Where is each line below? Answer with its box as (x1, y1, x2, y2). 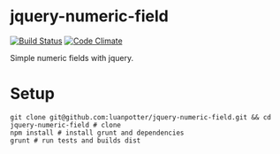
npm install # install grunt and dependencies (10, 128, 185, 137)
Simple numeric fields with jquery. (10, 52, 134, 63)
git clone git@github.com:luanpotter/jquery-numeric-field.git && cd (10, 112, 272, 121)
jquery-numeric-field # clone (10, 120, 122, 129)
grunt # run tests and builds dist (10, 135, 141, 145)
